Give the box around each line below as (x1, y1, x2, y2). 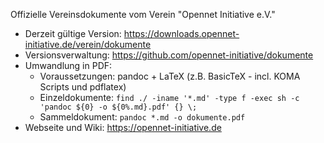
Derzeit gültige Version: (24, 28, 122, 39)
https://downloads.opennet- (123, 28, 240, 39)
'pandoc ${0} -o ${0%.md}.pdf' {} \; (39, 102, 198, 112)
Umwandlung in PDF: (24, 60, 113, 71)
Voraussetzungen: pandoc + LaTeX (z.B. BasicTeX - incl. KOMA (39, 70, 301, 82)
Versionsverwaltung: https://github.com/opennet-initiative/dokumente (24, 49, 314, 61)
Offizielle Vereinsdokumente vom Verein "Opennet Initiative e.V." (10, 9, 276, 20)
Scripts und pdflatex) (39, 81, 127, 93)
